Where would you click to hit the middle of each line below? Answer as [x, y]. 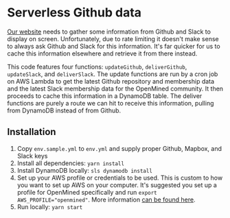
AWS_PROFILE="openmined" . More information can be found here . [106, 199]
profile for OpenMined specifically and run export [87, 192]
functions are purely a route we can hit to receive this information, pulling [111, 103]
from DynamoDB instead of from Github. [64, 110]
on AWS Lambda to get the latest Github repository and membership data [111, 81]
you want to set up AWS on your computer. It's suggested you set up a [117, 185]
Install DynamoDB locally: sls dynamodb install [85, 170]
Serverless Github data [74, 13]
